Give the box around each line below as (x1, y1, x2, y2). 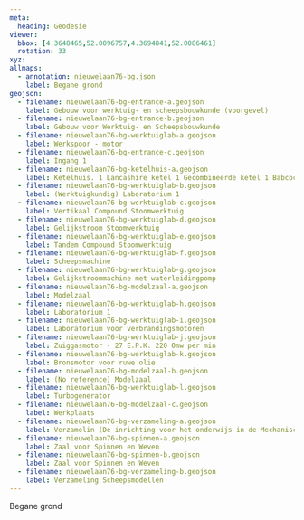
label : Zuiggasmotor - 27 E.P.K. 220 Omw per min (25, 341, 217, 350)
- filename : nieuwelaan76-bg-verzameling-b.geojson (17, 468, 217, 477)
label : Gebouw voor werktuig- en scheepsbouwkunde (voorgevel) (25, 106, 270, 115)
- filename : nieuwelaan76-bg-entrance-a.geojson (17, 97, 204, 107)
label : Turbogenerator (25, 392, 111, 401)
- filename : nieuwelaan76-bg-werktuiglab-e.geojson (17, 232, 217, 241)
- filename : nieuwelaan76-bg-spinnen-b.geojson (17, 450, 201, 459)
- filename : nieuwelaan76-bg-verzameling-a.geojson (17, 417, 217, 426)
